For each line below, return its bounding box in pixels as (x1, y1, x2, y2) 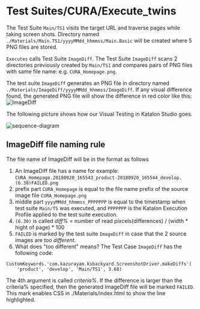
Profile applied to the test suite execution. (14, 211, 118, 218)
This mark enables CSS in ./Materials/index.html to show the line (6, 289, 166, 296)
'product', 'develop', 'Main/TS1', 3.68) (17, 266, 122, 272)
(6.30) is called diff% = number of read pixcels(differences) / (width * (14, 217, 188, 224)
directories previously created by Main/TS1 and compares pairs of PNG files (6, 61, 193, 69)
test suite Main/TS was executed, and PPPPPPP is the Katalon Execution (14, 204, 188, 211)
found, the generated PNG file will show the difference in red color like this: (6, 92, 192, 99)
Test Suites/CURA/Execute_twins (6, 4, 177, 18)
